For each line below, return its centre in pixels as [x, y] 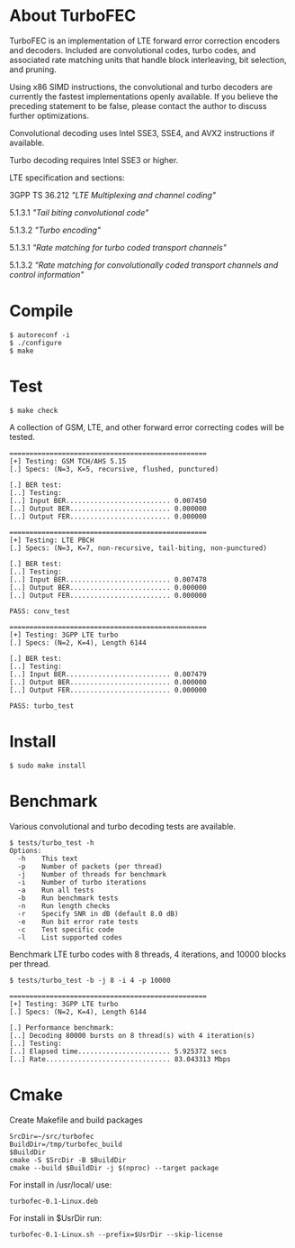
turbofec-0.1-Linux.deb [54, 1201]
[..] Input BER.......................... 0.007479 [108, 674]
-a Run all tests [56, 890]
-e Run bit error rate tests [78, 922]
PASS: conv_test [40, 611]
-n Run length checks [64, 906]
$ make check [34, 410]
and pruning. [33, 69]
